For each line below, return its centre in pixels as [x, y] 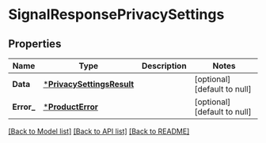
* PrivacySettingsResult [89, 84]
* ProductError [71, 107]
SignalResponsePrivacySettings [116, 15]
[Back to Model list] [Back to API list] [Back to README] [99, 131]
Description [164, 66]
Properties [35, 44]
